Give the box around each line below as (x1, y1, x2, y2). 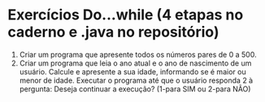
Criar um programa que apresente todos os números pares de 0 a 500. (19, 49, 257, 59)
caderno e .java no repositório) (7, 23, 219, 41)
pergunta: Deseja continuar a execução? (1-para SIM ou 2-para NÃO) (19, 83, 251, 94)
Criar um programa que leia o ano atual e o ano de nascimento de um (19, 58, 252, 68)
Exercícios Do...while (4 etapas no (7, 6, 244, 24)
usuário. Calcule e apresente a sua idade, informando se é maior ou (19, 66, 246, 76)
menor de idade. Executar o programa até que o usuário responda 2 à (19, 75, 254, 85)
